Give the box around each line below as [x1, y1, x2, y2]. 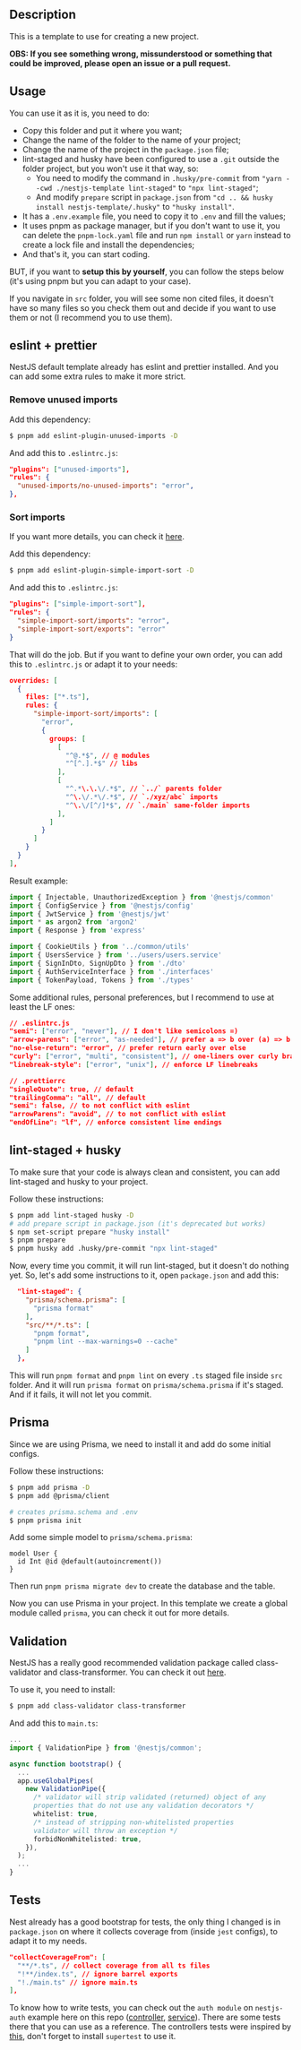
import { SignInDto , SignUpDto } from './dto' [9, 959, 186, 968]
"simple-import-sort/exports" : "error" [17, 624, 167, 633]
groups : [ [48, 734, 87, 743]
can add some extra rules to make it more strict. [9, 371, 186, 382]
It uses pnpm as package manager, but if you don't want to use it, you [21, 220, 280, 231]
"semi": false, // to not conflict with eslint [9, 1101, 191, 1110]
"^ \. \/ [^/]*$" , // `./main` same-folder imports [65, 801, 251, 810]
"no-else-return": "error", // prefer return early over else [9, 1044, 246, 1053]
